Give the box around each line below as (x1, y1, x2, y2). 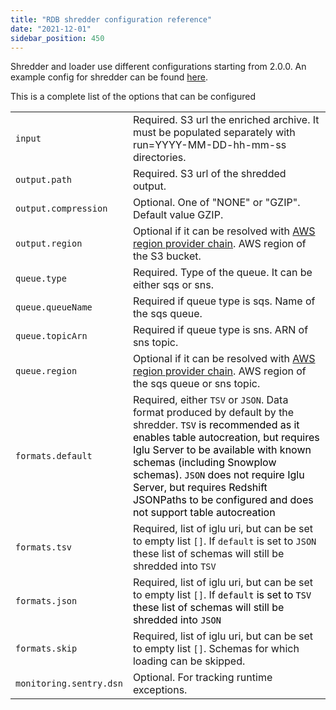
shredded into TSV (132, 559, 217, 573)
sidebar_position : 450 (10, 33, 105, 43)
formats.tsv (15, 542, 73, 553)
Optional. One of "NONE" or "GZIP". (132, 196, 301, 210)
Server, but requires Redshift (132, 481, 268, 495)
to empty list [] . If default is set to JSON (132, 534, 317, 548)
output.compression (15, 203, 108, 215)
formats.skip (15, 643, 78, 655)
